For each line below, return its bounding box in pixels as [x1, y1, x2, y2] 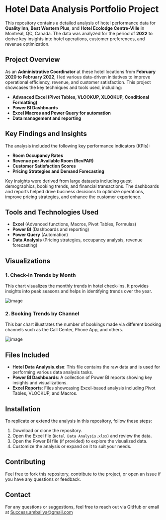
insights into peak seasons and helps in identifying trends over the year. [5, 288, 153, 294]
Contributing [5, 458, 46, 466]
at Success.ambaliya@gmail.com [5, 509, 73, 515]
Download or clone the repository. [12, 427, 83, 433]
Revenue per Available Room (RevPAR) [12, 157, 94, 163]
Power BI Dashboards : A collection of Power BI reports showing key [12, 374, 153, 380]
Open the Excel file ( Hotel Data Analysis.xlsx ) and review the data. [12, 433, 152, 439]
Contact [5, 491, 31, 499]
